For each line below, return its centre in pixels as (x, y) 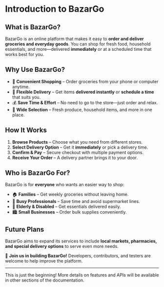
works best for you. (25, 54)
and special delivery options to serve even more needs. (62, 246)
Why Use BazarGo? (35, 70)
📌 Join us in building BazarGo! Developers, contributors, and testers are (78, 256)
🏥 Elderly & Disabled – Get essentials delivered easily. (66, 207)
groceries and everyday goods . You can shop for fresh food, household (78, 44)
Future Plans (25, 229)
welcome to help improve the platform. (44, 261)
